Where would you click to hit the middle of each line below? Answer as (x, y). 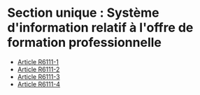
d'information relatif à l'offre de (100, 28)
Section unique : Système (83, 13)
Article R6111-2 (38, 69)
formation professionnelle (85, 43)
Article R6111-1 (38, 61)
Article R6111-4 (39, 84)
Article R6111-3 (39, 76)
